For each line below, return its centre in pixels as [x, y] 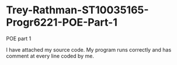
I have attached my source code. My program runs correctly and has [89, 49]
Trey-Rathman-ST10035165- [77, 10]
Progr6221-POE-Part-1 [62, 22]
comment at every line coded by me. [50, 56]
